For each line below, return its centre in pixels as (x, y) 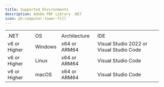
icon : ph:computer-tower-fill (36, 18)
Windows (46, 47)
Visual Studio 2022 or (123, 44)
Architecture (75, 36)
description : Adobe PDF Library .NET (43, 14)
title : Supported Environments (37, 9)
